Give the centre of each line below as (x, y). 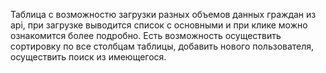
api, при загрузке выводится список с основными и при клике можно (159, 25)
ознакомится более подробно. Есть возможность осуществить (146, 35)
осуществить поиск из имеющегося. (88, 57)
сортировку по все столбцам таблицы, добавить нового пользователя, (162, 46)
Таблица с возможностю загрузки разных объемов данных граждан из (163, 14)
